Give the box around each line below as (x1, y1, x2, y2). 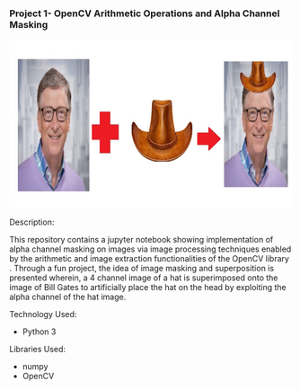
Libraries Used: (9, 344, 66, 355)
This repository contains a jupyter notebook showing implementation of (9, 235, 274, 245)
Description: (9, 217, 55, 227)
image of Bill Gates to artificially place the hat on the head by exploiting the (9, 282, 287, 293)
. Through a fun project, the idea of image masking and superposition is (9, 263, 275, 274)
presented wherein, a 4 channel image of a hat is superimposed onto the (9, 272, 278, 283)
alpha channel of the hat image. (9, 291, 127, 303)
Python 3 (22, 326, 57, 337)
